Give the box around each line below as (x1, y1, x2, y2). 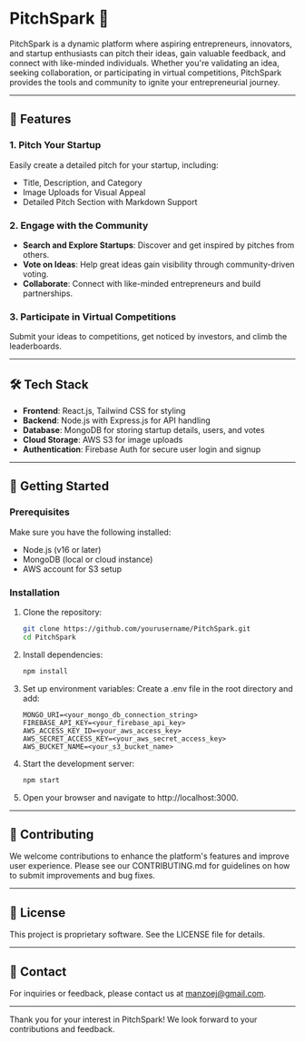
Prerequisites (9, 506, 70, 518)
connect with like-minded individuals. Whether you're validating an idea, (9, 57, 280, 68)
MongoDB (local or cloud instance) (22, 554, 153, 565)
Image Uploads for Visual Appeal (22, 186, 146, 198)
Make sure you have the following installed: (9, 526, 172, 537)
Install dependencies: (22, 649, 103, 660)
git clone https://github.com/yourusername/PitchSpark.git (22, 624, 251, 634)
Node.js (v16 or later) (22, 544, 102, 555)
